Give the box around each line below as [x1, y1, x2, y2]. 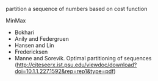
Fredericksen [14, 48, 48, 55]
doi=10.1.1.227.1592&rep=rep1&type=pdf [14, 68, 114, 75]
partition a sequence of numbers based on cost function [5, 5, 148, 12]
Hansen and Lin [14, 42, 54, 49]
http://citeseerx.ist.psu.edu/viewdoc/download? [16, 61, 137, 68]
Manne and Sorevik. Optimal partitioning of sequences [14, 55, 152, 62]
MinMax [5, 17, 26, 24]
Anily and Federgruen [14, 35, 70, 42]
